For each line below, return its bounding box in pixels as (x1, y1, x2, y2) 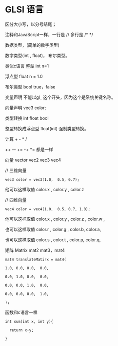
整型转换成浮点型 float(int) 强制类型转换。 (5, 125, 89, 131)
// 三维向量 (5, 167, 27, 173)
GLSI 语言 (5, 4, 44, 15)
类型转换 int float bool (5, 115, 49, 121)
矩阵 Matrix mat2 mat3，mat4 (5, 247, 65, 253)
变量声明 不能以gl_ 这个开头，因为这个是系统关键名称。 (5, 94, 116, 100)
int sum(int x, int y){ (5, 319, 54, 324)
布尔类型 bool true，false (5, 84, 56, 89)
